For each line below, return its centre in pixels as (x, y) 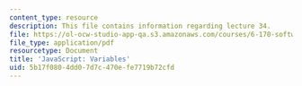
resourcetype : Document (54, 51)
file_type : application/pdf (62, 43)
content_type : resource (54, 17)
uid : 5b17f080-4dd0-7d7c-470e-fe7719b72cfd (92, 68)
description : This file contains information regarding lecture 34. (140, 26)
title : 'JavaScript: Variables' (70, 59)
